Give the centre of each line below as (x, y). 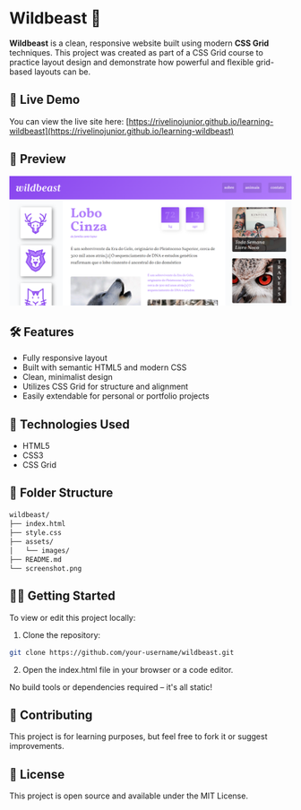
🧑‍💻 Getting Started (62, 596)
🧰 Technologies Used (69, 424)
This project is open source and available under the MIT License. (129, 796)
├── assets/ (31, 541)
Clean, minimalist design (68, 377)
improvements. (37, 746)
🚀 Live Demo (45, 100)
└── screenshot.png (46, 568)
